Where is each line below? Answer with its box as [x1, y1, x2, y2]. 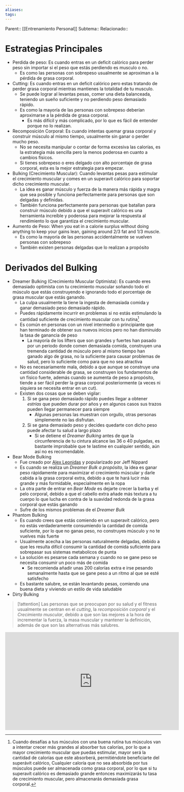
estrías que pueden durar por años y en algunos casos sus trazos [27, 401, 162, 407]
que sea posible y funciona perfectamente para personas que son [19, 192, 155, 198]
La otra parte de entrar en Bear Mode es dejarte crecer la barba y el [19, 486, 159, 492]
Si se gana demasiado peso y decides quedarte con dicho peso [27, 422, 157, 428]
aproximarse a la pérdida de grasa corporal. [19, 113, 110, 118]
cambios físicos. [19, 155, 54, 161]
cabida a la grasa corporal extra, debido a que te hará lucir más [19, 475, 150, 481]
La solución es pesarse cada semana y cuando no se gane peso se [19, 555, 157, 561]
